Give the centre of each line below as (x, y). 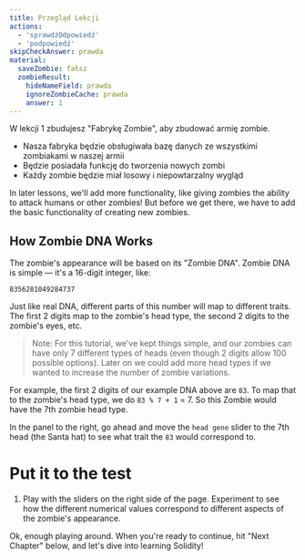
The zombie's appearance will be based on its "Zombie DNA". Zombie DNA (150, 263)
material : (28, 60)
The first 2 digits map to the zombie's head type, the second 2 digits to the (149, 316)
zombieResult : (44, 78)
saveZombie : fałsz (53, 69)
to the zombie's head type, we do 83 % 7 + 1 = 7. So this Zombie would (143, 400)
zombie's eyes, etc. (46, 326)
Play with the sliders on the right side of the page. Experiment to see (151, 499)
